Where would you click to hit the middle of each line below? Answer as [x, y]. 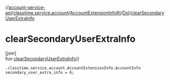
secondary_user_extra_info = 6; [40, 72]
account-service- [27, 7]
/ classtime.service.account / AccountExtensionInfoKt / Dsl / [71, 13]
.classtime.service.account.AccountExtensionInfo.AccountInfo [73, 68]
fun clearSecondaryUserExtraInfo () [42, 58]
